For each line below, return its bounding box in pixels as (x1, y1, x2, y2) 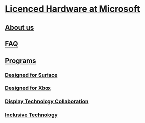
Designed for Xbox (5, 85, 51, 92)
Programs (5, 57, 36, 65)
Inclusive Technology (5, 111, 58, 118)
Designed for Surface (5, 72, 58, 79)
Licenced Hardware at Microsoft (5, 3, 140, 15)
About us (5, 23, 34, 32)
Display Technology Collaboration (5, 98, 89, 105)
